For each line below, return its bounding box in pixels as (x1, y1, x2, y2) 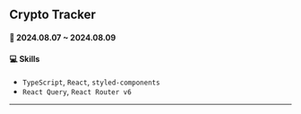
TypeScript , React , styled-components (21, 76, 160, 88)
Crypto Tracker (9, 7, 97, 22)
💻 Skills (9, 53, 40, 64)
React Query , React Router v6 (21, 86, 132, 97)
